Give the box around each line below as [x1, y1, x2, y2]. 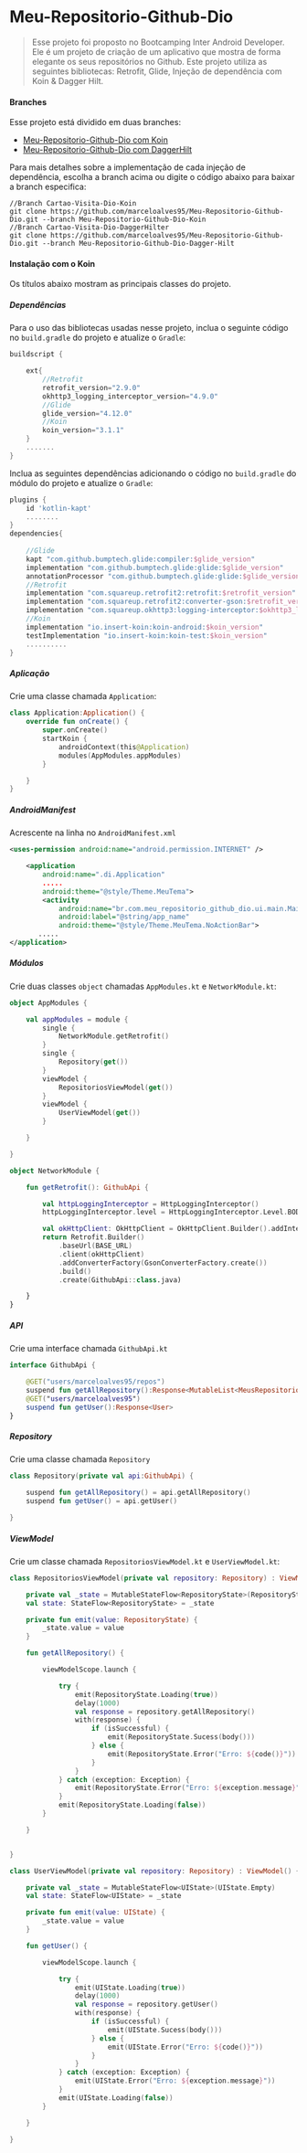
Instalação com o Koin [9, 258, 96, 269]
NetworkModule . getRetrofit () [58, 1032, 170, 1041]
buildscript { [9, 350, 64, 359]
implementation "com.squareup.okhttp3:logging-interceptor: [26, 606, 259, 615]
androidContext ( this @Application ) [58, 742, 190, 751]
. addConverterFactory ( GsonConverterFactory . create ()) [58, 1258, 268, 1267]
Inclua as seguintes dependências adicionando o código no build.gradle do [9, 468, 297, 479]
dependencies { [9, 529, 64, 538]
